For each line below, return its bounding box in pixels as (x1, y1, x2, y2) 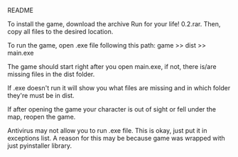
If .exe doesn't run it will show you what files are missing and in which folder (7, 84, 231, 92)
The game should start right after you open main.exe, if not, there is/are (7, 63, 217, 70)
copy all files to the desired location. (7, 28, 114, 36)
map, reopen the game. (7, 113, 76, 121)
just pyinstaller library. (7, 141, 72, 150)
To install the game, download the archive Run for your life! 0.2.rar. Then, (7, 20, 221, 28)
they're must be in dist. (7, 92, 75, 99)
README (7, 6, 34, 14)
